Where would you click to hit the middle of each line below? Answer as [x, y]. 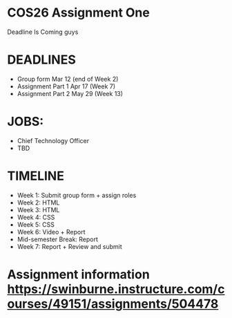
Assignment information [78, 274]
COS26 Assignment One [78, 13]
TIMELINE [36, 176]
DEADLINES [41, 60]
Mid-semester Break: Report [58, 239]
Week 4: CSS [36, 217]
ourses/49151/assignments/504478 [113, 304]
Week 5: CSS [36, 224]
